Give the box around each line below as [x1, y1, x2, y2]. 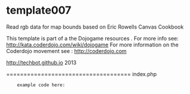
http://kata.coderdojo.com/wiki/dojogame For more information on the [6, 41, 179, 48]
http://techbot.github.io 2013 [6, 59, 76, 66]
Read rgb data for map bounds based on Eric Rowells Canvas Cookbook [6, 23, 184, 30]
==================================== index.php [6, 70, 157, 77]
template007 [6, 4, 72, 17]
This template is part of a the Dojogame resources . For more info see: [6, 35, 179, 42]
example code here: [17, 82, 66, 88]
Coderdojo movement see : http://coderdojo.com [6, 47, 127, 54]
